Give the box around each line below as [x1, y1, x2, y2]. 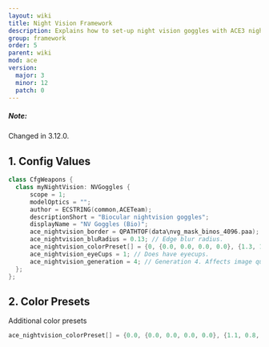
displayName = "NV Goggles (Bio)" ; [29, 220, 149, 228]
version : [8, 64, 38, 72]
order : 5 [8, 42, 38, 50]
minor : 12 [15, 79, 48, 87]
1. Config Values [8, 154, 91, 168]
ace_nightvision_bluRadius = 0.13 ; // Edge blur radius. [29, 236, 224, 244]
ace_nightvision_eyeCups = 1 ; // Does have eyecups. [29, 250, 210, 258]
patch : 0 [15, 86, 45, 95]
